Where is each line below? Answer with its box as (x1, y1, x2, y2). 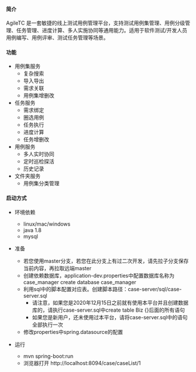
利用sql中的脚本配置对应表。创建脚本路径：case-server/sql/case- (23, 285, 182, 292)
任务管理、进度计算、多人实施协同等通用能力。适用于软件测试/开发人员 (16, 27, 188, 34)
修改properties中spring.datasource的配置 (23, 328, 123, 335)
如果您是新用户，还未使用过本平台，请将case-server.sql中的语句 (32, 313, 188, 320)
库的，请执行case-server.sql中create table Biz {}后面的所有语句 (32, 306, 185, 313)
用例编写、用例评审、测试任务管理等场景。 (6, 34, 109, 41)
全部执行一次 (32, 321, 63, 328)
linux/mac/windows (23, 220, 71, 227)
